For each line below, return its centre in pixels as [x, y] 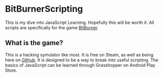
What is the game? [34, 43]
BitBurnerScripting [44, 9]
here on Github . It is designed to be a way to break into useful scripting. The [82, 60]
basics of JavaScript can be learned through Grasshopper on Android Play [80, 65]
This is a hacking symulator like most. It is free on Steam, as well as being [79, 55]
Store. [11, 70]
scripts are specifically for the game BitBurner [51, 27]
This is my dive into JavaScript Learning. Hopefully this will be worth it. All [80, 22]
